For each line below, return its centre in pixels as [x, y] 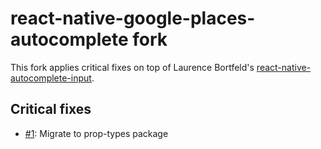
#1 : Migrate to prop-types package [96, 133]
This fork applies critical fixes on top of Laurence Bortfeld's [132, 67]
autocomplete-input [51, 78]
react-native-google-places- [133, 18]
